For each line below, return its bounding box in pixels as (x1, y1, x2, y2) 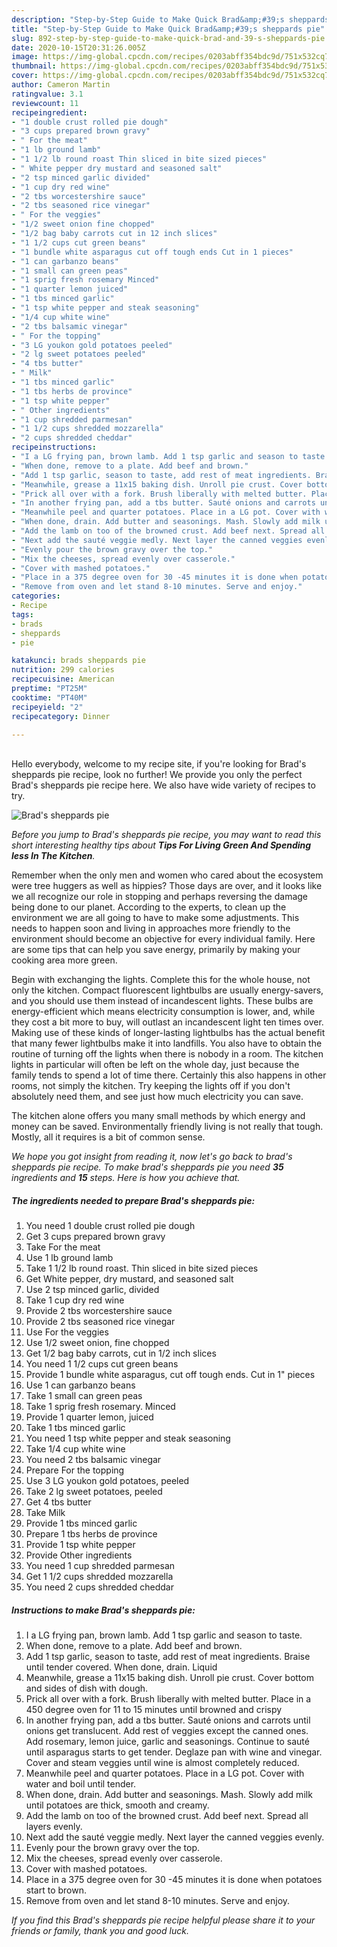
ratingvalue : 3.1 (11, 89, 84, 99)
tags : (11, 609, 34, 620)
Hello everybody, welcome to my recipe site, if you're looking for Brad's (11, 758, 307, 770)
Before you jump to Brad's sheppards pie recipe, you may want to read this (11, 829, 322, 841)
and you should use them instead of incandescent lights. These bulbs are (11, 995, 314, 1007)
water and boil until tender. (25, 1778, 137, 1790)
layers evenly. (25, 1821, 83, 1833)
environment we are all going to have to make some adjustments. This (11, 912, 300, 924)
